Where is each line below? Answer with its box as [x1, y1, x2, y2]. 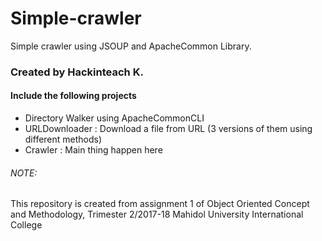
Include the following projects [10, 90, 137, 102]
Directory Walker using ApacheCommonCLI [24, 112, 205, 124]
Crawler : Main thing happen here [24, 144, 163, 156]
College [10, 219, 43, 231]
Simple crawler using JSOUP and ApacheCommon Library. [10, 40, 252, 52]
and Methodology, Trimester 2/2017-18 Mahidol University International [10, 208, 304, 221]
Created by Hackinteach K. [10, 65, 144, 79]
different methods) [24, 133, 103, 146]
